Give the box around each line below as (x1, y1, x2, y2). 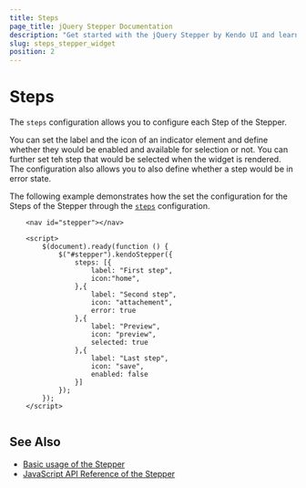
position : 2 (9, 47, 55, 57)
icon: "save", (90, 362, 145, 371)
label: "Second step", (90, 290, 178, 299)
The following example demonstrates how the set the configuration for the (9, 191, 289, 202)
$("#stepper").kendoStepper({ (57, 250, 173, 260)
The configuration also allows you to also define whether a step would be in (9, 163, 293, 174)
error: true (90, 306, 137, 316)
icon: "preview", (90, 330, 157, 339)
